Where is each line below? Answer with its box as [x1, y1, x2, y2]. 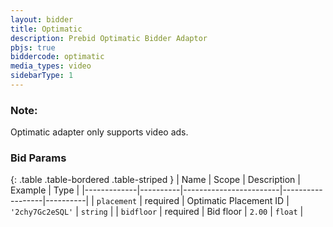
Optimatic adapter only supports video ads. [10, 126, 189, 138]
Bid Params [10, 151, 67, 165]
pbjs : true [10, 42, 56, 53]
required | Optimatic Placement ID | [144, 195, 290, 207]
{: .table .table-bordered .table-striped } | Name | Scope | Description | [10, 174, 301, 186]
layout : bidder [10, 14, 74, 25]
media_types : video [10, 61, 92, 71]
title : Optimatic [10, 24, 83, 34]
